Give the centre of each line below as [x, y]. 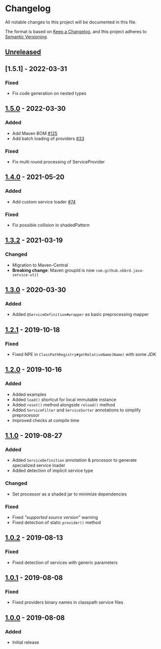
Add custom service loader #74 [44, 201]
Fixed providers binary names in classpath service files [68, 603]
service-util [25, 275]
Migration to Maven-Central [40, 265]
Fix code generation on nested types [49, 93]
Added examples [29, 394]
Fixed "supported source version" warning [55, 517]
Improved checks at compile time [46, 420]
